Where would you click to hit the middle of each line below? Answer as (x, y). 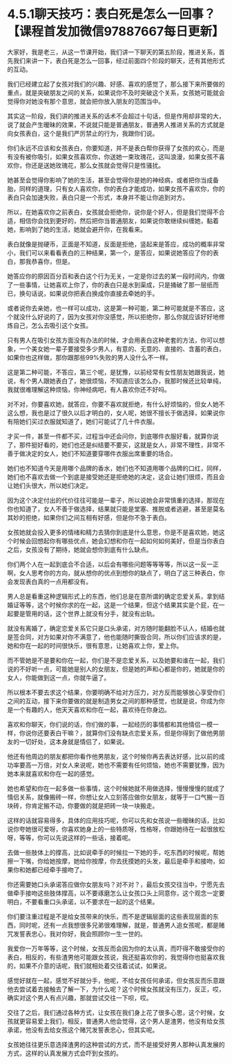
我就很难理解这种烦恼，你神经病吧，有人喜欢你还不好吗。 (89, 389)
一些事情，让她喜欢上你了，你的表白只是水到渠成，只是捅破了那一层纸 (113, 285)
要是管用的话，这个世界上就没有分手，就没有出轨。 (86, 613)
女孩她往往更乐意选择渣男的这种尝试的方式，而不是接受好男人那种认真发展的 (116, 1044)
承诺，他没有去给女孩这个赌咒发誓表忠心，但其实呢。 (83, 1029)
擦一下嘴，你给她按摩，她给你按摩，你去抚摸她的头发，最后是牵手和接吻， (113, 861)
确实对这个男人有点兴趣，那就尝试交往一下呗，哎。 (80, 998)
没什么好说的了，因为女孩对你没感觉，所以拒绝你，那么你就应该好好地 (119, 316)
